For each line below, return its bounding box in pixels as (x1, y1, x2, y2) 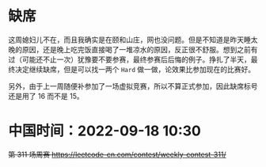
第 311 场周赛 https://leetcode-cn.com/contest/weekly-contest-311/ (8, 150, 227, 159)
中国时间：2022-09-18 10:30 (8, 122, 202, 140)
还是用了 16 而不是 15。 (8, 91, 85, 101)
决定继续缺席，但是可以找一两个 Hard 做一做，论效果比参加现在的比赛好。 (14, 64, 256, 74)
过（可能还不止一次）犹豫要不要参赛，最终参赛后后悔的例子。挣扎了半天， (8, 55, 251, 64)
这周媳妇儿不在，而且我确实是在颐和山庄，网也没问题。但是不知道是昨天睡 (8, 35, 251, 44)
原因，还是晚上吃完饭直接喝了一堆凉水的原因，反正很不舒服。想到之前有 (21, 44, 258, 54)
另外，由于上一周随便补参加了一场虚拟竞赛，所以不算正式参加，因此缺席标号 (8, 81, 258, 91)
